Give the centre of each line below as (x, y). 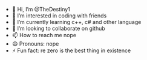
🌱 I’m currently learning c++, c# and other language (77, 22)
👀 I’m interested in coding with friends (59, 16)
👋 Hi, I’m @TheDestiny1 (41, 9)
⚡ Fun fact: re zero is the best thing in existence (71, 50)
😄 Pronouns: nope (35, 44)
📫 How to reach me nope (44, 35)
